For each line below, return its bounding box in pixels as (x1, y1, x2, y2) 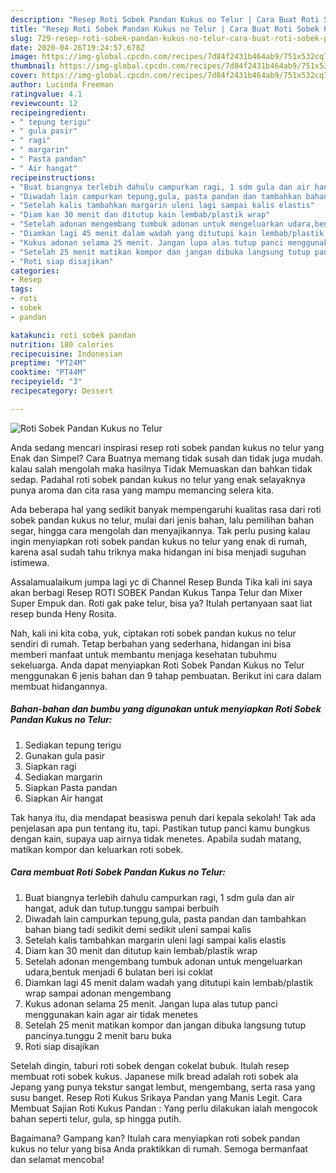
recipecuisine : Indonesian (10, 349, 123, 359)
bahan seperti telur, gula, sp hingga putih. (10, 1112, 182, 1125)
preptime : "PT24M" (10, 358, 87, 368)
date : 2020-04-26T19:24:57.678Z (10, 42, 145, 53)
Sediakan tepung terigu (24, 739, 122, 751)
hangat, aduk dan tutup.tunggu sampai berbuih (24, 902, 220, 914)
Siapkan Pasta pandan (24, 781, 118, 793)
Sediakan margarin (24, 771, 103, 783)
